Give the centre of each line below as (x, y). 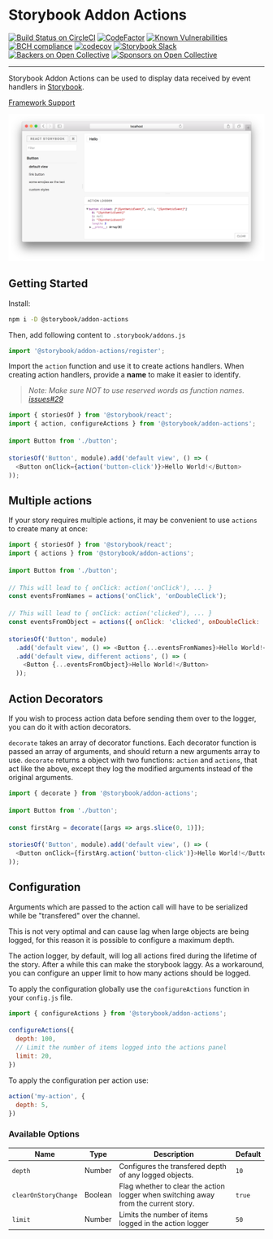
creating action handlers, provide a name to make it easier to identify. (125, 375)
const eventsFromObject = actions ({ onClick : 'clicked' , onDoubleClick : (134, 622)
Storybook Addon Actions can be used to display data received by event (130, 78)
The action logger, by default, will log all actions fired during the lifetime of (133, 955)
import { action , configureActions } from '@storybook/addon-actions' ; (132, 424)
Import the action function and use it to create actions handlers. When (126, 366)
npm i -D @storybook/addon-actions (69, 319)
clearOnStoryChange (45, 1195)
